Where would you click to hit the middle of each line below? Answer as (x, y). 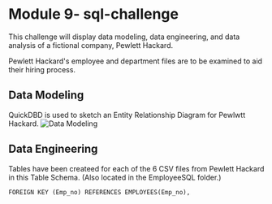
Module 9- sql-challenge (93, 14)
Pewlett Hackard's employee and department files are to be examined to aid (135, 61)
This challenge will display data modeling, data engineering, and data (124, 37)
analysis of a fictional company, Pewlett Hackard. (91, 45)
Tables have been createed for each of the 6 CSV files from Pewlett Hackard (136, 168)
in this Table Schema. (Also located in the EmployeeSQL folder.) (115, 177)
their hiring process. (42, 69)
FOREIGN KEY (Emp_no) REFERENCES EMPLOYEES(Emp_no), (99, 192)
